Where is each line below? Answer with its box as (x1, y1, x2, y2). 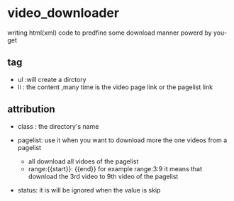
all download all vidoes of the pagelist (28, 157, 139, 166)
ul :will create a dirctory (17, 75, 87, 84)
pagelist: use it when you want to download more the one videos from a (17, 136, 228, 144)
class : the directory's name (17, 122, 99, 130)
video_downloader (7, 5, 119, 21)
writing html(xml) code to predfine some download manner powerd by (7, 28, 212, 37)
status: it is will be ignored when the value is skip (17, 185, 161, 194)
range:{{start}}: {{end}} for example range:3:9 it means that (28, 164, 203, 173)
